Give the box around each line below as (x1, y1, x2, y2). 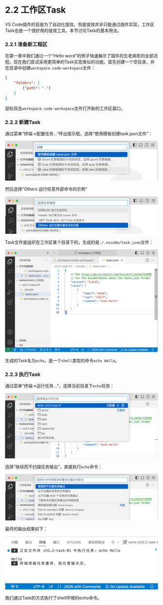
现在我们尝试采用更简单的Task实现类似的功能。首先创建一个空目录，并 (13, 59, 155, 65)
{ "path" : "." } (22, 86, 51, 91)
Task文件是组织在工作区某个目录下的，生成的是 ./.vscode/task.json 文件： (5, 239, 154, 245)
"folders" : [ (14, 81, 40, 86)
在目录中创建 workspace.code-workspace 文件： (5, 65, 96, 71)
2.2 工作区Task (5, 4, 66, 16)
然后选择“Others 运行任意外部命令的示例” (5, 186, 87, 192)
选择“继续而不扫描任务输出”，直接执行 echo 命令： (5, 464, 103, 470)
